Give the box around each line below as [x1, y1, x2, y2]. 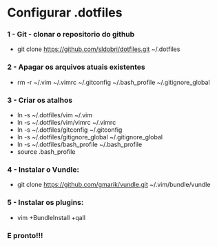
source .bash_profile [17, 148, 76, 156]
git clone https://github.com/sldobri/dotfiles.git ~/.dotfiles [17, 45, 180, 53]
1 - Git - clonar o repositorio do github [7, 30, 135, 39]
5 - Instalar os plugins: [7, 198, 84, 208]
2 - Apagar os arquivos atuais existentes [7, 62, 146, 72]
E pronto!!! [7, 230, 43, 240]
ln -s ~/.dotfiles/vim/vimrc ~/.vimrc [17, 119, 116, 127]
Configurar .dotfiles [7, 5, 123, 21]
